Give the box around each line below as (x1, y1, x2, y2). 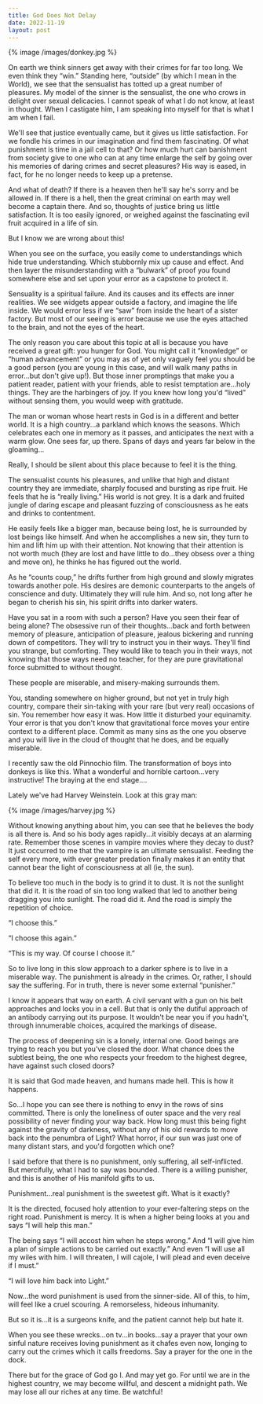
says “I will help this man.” (8, 1221, 93, 1230)
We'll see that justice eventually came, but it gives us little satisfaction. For (8, 128, 249, 137)
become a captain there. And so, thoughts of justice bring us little (8, 202, 220, 211)
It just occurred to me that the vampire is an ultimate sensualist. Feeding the (8, 846, 254, 856)
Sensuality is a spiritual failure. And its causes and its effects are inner (8, 289, 235, 299)
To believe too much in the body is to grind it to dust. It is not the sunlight (8, 878, 244, 888)
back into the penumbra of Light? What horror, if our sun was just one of (8, 1133, 242, 1143)
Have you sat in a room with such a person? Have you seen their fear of (8, 613, 239, 622)
